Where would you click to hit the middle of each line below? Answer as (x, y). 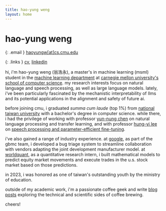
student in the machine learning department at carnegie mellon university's (82, 78)
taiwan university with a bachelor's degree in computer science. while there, (83, 114)
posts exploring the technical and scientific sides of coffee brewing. (74, 195)
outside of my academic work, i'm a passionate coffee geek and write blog (81, 190)
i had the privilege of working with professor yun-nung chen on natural (78, 119)
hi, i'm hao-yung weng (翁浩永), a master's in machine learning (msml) (77, 72)
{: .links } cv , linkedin (26, 62)
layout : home (19, 14)
